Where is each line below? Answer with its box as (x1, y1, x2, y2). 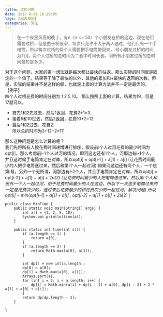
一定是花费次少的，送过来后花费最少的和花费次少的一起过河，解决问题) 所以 (5, 187, 156, 193)
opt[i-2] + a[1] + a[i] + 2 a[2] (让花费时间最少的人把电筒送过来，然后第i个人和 (5, 175, 157, 181)
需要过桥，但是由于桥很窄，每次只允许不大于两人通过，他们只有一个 (16, 41, 153, 47)
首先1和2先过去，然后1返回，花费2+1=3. (12, 110, 91, 116)
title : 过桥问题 (5, 7, 35, 12)
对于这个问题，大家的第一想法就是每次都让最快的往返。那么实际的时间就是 (5, 69, 153, 75)
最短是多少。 (21, 59, 47, 65)
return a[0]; (30, 236, 57, 241)
